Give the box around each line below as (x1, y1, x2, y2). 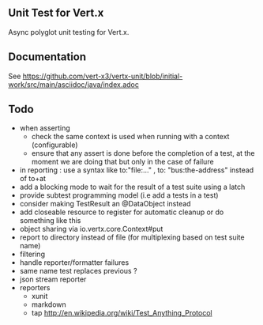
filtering (19, 249, 46, 259)
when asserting (19, 123, 71, 133)
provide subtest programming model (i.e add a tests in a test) (19, 191, 219, 200)
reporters (19, 283, 51, 293)
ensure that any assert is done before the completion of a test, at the (31, 149, 255, 158)
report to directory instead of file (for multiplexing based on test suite (19, 232, 245, 242)
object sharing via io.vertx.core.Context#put (19, 225, 163, 234)
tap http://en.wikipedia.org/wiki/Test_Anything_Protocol (31, 308, 212, 318)
